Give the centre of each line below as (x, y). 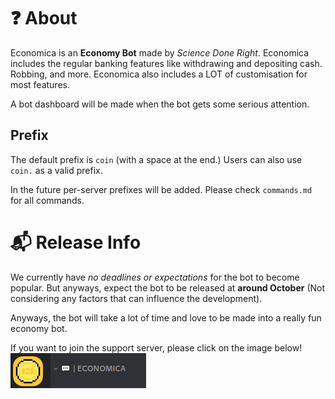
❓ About (44, 18)
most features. (40, 84)
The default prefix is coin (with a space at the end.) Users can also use (156, 159)
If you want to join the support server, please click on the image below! (156, 347)
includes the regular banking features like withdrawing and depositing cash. (166, 63)
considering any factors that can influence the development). (136, 298)
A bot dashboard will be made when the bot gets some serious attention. (160, 104)
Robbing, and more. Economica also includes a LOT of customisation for (159, 74)
